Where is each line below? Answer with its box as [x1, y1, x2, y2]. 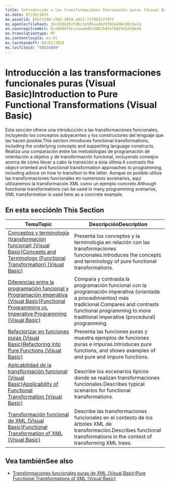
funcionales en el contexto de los [74, 414, 153, 421]
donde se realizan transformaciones [74, 374, 160, 381]
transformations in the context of [74, 433, 152, 440]
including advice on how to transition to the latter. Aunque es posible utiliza [5, 170, 162, 176]
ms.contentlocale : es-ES [5, 36, 58, 41]
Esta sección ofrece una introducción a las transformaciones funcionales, [5, 127, 159, 133]
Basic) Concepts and [8, 249, 57, 256]
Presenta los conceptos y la [74, 232, 140, 239]
